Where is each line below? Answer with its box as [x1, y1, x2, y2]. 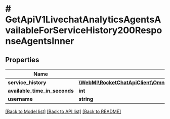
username [8, 96, 33, 102]
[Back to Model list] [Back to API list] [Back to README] [5, 108, 121, 114]
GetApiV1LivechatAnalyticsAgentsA [5, 14, 161, 25]
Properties [5, 55, 39, 64]
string [78, 96, 94, 102]
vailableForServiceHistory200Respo [5, 25, 162, 36]
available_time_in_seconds [8, 87, 74, 94]
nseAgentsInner [5, 35, 74, 47]
